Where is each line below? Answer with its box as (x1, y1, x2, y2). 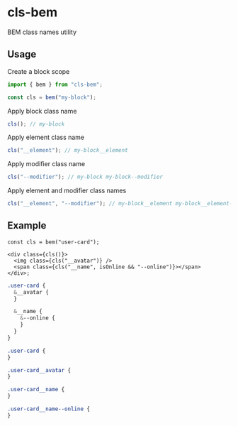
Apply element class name (7, 133, 85, 142)
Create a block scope (7, 67, 70, 75)
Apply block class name (7, 106, 77, 115)
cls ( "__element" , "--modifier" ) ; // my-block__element (7, 200, 173, 207)
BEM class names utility (7, 28, 76, 36)
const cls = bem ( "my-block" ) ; (7, 94, 97, 101)
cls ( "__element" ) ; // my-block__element (7, 147, 129, 154)
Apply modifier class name (7, 160, 86, 168)
